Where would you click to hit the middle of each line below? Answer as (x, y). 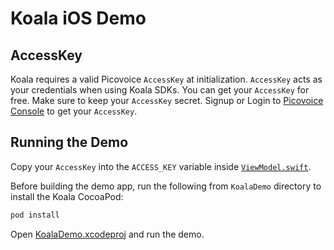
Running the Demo (69, 142)
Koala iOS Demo (78, 18)
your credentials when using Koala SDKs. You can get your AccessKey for (160, 90)
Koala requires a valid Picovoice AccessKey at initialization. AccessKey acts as (166, 79)
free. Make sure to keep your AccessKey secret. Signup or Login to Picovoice (167, 100)
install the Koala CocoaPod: (67, 196)
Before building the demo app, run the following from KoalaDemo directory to (166, 186)
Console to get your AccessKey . (74, 111)
